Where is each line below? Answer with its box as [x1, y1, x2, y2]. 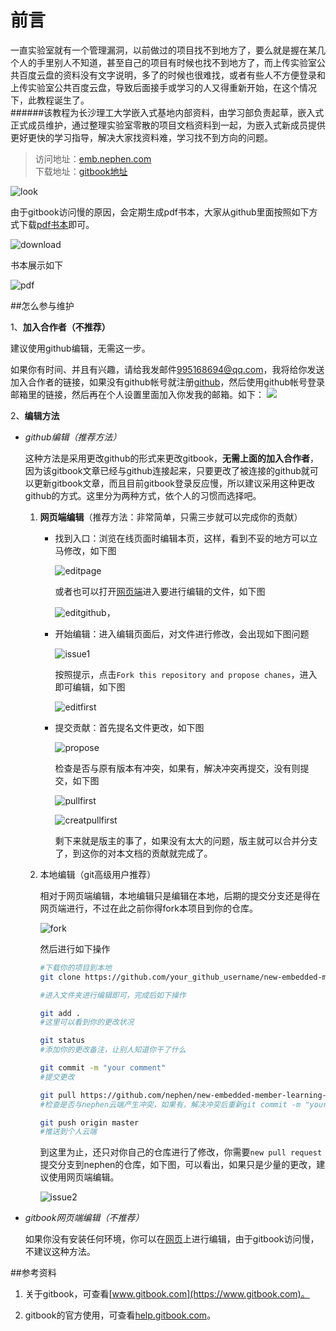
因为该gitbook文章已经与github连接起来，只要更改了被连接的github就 [24, 464, 310, 476]
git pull [39, 1090, 77, 1100]
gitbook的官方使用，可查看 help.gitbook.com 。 [24, 1309, 217, 1321]
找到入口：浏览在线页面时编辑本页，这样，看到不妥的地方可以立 [54, 532, 318, 544]
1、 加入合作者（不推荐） [10, 321, 111, 333]
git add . [39, 1008, 82, 1018]
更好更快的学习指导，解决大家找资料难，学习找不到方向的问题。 [10, 131, 273, 143]
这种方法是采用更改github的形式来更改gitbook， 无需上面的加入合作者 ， [24, 452, 320, 464]
